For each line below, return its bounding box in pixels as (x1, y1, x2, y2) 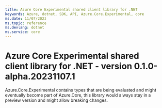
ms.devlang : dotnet (5, 25, 45, 30)
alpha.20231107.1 (5, 71, 75, 82)
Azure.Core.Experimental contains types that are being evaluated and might (5, 87, 157, 93)
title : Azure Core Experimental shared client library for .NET (5, 7, 138, 12)
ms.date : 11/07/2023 (5, 16, 47, 21)
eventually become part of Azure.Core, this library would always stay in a (5, 92, 151, 98)
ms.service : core (5, 30, 40, 34)
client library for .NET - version (5, 61, 132, 72)
